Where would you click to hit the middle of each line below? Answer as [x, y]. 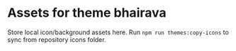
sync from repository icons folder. [57, 39]
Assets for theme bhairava [87, 13]
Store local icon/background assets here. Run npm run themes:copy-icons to [118, 32]
